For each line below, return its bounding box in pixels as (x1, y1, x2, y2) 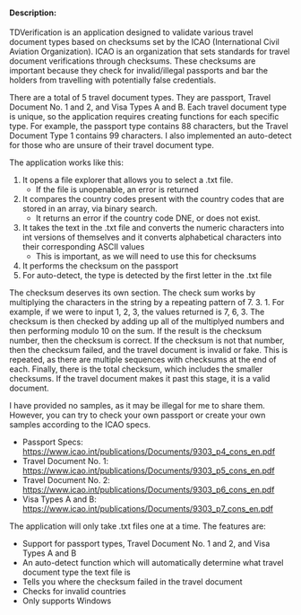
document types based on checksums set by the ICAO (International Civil (9, 37, 279, 48)
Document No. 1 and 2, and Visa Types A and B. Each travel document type (9, 101, 288, 112)
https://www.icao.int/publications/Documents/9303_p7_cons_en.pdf (21, 504, 273, 514)
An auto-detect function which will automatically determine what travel (21, 558, 284, 568)
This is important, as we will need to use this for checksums (35, 251, 257, 262)
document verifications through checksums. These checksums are (9, 56, 256, 66)
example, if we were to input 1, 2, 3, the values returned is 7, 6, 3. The (9, 306, 265, 318)
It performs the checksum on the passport (21, 260, 179, 271)
